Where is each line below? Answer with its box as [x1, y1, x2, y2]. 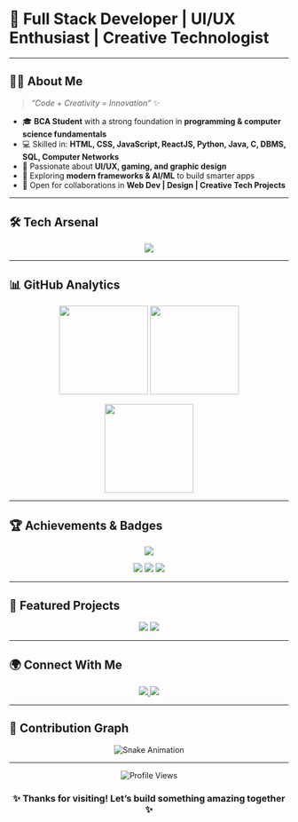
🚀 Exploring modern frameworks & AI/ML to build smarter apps [21, 170, 255, 181]
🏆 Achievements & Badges [9, 518, 163, 533]
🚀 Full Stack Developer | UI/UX [9, 9, 236, 29]
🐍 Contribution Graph [9, 721, 129, 736]
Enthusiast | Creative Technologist [9, 28, 270, 48]
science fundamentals [21, 129, 107, 139]
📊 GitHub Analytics [9, 277, 121, 292]
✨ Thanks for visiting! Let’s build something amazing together [12, 792, 286, 804]
